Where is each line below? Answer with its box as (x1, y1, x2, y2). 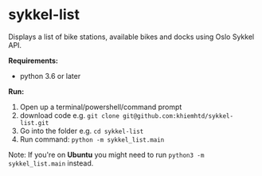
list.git (19, 119, 49, 127)
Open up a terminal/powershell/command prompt (19, 102, 182, 111)
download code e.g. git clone (19, 110, 119, 120)
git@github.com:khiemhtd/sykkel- (122, 111, 233, 120)
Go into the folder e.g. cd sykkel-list (19, 126, 144, 135)
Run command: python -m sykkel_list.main (19, 134, 165, 144)
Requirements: (8, 56, 58, 65)
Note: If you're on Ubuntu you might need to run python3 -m (8, 150, 205, 159)
